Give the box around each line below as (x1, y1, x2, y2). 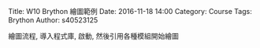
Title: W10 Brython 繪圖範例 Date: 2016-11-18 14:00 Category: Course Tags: (8, 7, 252, 15)
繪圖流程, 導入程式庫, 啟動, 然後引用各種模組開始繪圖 (8, 32, 179, 40)
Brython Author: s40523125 (8, 15, 98, 25)
